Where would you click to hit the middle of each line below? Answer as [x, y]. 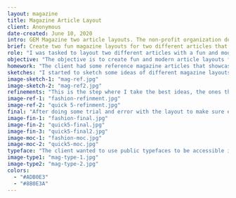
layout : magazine [33, 14]
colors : [19, 170]
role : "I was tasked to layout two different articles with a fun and [113, 53]
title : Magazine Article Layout [54, 20]
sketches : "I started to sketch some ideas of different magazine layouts [119, 72]
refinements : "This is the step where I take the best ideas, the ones [114, 92]
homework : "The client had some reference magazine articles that [106, 66]
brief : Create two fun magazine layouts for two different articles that [118, 46]
